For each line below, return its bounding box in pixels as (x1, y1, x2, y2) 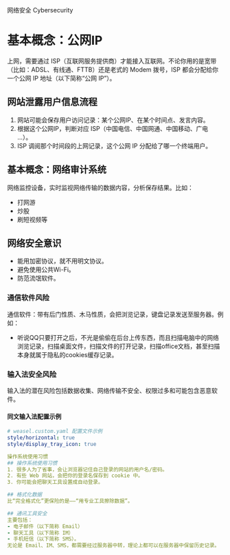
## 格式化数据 (7, 492, 43, 498)
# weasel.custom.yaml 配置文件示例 (7, 428, 103, 435)
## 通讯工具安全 (7, 509, 47, 517)
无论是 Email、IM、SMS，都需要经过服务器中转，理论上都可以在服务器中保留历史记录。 (7, 542, 220, 549)
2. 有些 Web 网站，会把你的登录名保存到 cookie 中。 (7, 472, 143, 479)
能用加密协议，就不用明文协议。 (16, 257, 108, 265)
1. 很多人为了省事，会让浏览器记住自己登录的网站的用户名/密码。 (7, 466, 168, 473)
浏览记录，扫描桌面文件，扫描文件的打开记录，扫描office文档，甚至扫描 (16, 342, 220, 350)
